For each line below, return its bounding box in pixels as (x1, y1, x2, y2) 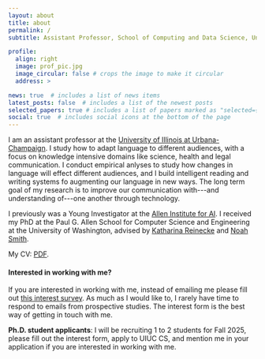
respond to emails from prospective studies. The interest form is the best (8, 301, 245, 312)
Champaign (8, 144, 46, 153)
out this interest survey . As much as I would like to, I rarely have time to (8, 294, 239, 303)
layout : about (8, 11, 55, 20)
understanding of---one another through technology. (8, 194, 181, 204)
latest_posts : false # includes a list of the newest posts (8, 99, 214, 107)
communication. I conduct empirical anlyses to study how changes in (8, 160, 233, 170)
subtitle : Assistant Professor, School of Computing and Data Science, (8, 33, 248, 42)
